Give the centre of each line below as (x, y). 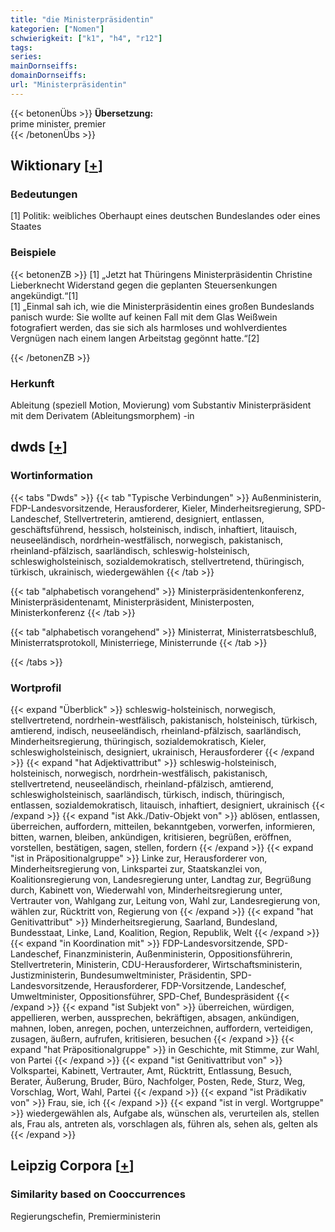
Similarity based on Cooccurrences (98, 1194)
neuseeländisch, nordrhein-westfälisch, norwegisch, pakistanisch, (147, 540)
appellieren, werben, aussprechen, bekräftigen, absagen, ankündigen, (155, 1018)
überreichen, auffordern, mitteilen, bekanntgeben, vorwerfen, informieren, (163, 827)
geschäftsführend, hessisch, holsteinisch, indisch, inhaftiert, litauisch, (154, 529)
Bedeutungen (44, 194)
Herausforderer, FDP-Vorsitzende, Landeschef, (190, 986)
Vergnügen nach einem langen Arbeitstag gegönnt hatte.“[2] (135, 338)
